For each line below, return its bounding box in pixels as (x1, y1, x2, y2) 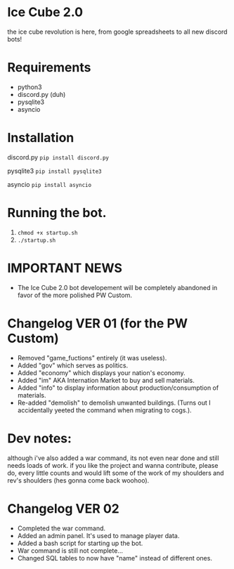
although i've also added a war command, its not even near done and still (7, 454, 219, 462)
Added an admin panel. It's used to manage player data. (17, 531, 180, 539)
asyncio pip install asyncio (7, 180, 92, 188)
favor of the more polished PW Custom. (17, 291, 132, 299)
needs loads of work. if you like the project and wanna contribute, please (7, 461, 219, 469)
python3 (17, 82, 42, 91)
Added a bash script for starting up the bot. (17, 539, 143, 547)
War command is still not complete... (17, 546, 123, 555)
